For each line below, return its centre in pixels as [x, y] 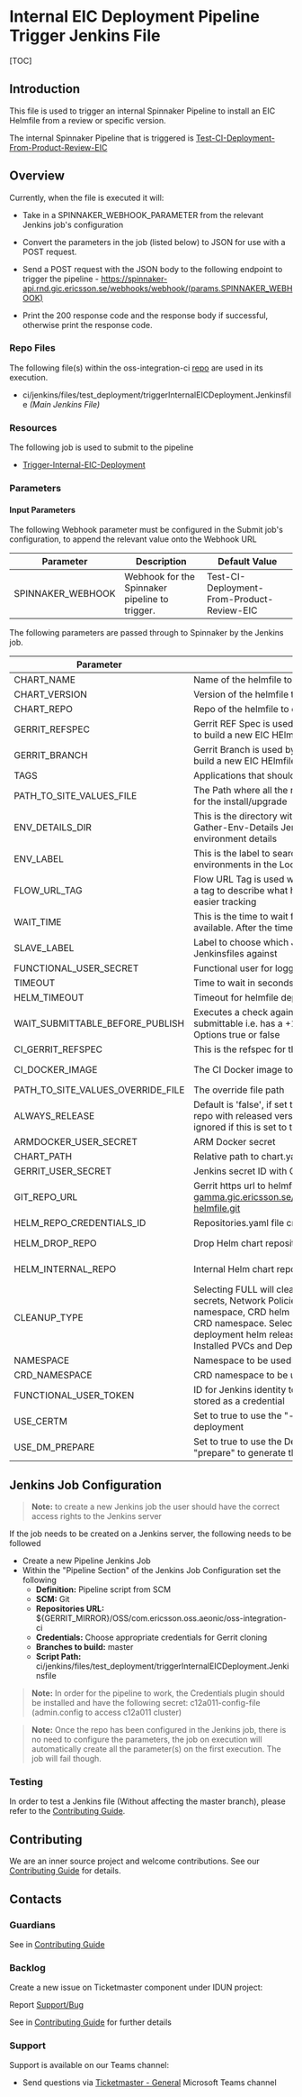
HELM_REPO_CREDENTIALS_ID [80, 1223]
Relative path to [226, 1157]
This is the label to [231, 854]
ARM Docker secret [234, 1142]
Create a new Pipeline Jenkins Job [86, 1561]
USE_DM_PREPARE [54, 1447]
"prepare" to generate [239, 1453]
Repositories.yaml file [239, 1223]
